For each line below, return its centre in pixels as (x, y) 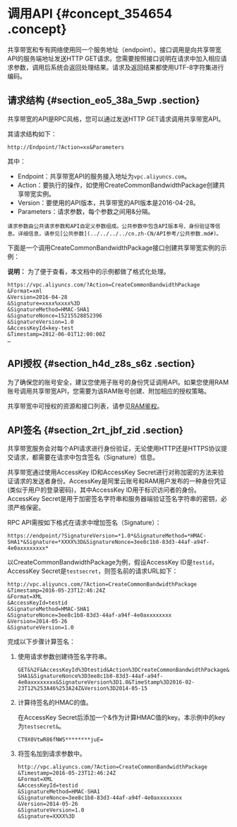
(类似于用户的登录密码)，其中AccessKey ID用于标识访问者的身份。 (104, 490)
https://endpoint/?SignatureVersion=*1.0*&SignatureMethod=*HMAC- (107, 536)
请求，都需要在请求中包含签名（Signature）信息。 (86, 457)
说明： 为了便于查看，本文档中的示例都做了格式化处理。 (89, 271)
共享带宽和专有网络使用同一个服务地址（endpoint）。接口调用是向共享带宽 (115, 49)
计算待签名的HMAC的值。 (55, 703)
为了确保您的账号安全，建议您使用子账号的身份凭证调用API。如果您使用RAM (118, 382)
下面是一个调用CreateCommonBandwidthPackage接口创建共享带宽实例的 (114, 248)
